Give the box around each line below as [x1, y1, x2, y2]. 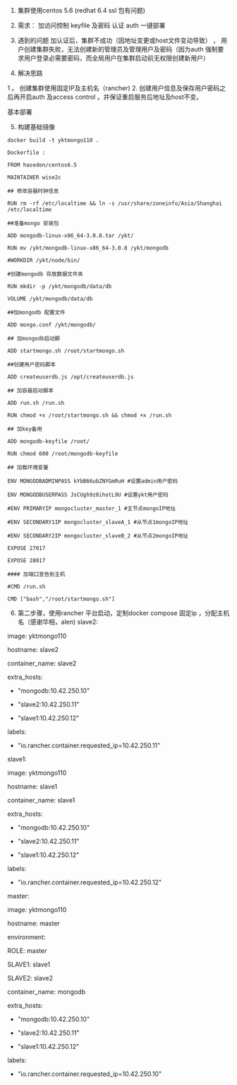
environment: [7, 933, 46, 941]
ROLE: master [7, 947, 47, 955]
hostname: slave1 [7, 783, 58, 790]
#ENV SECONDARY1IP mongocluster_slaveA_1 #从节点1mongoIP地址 [7, 518, 189, 526]
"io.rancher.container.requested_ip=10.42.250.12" [17, 878, 162, 887]
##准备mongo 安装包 [7, 220, 59, 227]
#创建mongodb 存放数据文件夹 [7, 271, 83, 278]
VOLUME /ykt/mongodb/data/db [7, 295, 93, 302]
